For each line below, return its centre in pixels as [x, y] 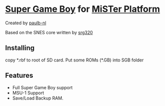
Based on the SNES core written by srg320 [49, 32]
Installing [20, 48]
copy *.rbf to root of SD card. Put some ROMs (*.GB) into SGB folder [75, 60]
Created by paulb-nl [26, 23]
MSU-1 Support [28, 93]
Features [19, 76]
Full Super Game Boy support [42, 87]
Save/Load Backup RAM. [38, 98]
